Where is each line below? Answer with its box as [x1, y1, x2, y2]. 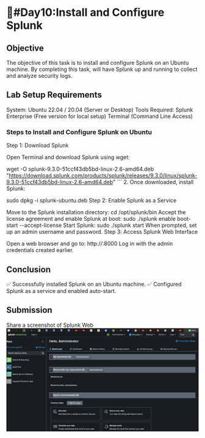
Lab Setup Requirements [6, 90, 103, 100]
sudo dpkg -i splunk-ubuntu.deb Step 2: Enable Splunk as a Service [6, 197, 177, 204]
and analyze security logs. [6, 72, 73, 79]
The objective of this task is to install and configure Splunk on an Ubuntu [6, 59, 189, 66]
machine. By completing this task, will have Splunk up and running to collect [6, 65, 198, 73]
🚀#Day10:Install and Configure [6, 6, 165, 20]
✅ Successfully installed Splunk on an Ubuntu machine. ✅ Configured [6, 280, 182, 288]
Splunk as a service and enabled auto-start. [6, 287, 117, 294]
